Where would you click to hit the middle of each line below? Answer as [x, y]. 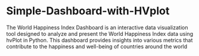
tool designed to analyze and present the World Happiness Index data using [100, 33]
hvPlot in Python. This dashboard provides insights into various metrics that [99, 40]
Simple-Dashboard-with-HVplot [88, 11]
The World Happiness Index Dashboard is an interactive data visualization [97, 27]
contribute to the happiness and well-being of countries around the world [97, 46]
